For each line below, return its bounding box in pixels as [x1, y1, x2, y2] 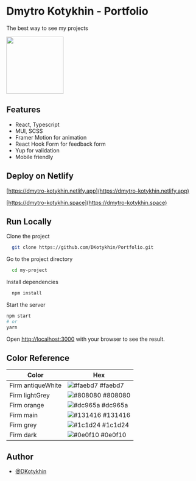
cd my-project [12, 267, 47, 274]
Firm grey [9, 421, 37, 429]
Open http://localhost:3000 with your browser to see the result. [6, 335, 166, 343]
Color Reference [6, 353, 70, 363]
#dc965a [101, 401, 128, 410]
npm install [12, 290, 43, 296]
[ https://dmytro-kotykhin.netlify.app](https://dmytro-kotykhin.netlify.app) [6, 187, 190, 194]
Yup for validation [15, 146, 60, 154]
